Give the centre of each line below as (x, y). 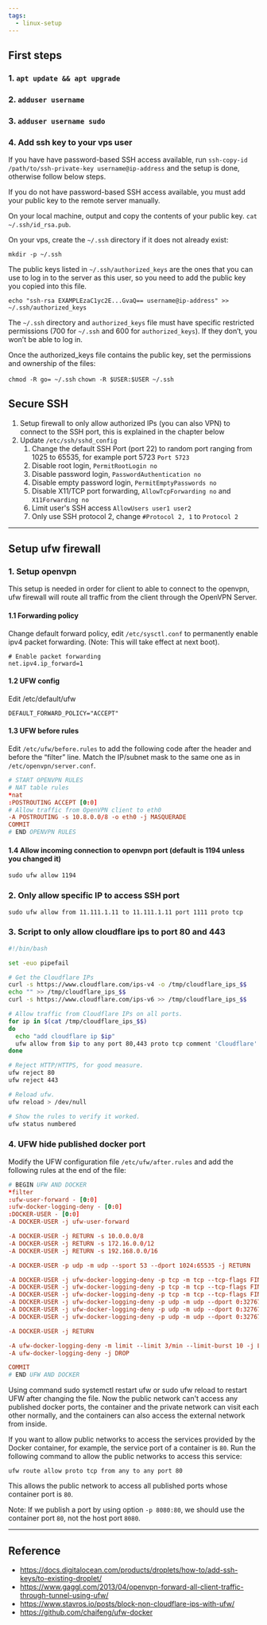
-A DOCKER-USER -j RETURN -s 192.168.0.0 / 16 (83, 1251)
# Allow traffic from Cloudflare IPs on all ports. (95, 1014)
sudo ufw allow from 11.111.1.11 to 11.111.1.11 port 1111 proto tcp (126, 912)
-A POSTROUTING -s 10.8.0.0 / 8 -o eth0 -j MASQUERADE (97, 817)
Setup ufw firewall (54, 549)
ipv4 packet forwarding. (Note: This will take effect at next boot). (114, 642)
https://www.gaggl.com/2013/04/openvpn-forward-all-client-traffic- (132, 1587)
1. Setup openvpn (43, 572)
